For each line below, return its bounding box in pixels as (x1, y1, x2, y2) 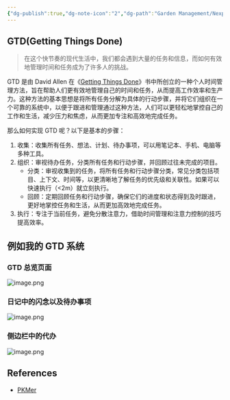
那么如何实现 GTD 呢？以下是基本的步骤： (7, 126, 125, 134)
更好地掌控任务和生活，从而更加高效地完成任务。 (27, 201, 166, 209)
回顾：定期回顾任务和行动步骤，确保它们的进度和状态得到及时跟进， (27, 193, 220, 201)
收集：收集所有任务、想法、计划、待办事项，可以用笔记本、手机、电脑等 (16, 141, 221, 150)
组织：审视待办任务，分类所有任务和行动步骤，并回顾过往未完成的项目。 (16, 158, 221, 167)
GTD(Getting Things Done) (7, 36, 123, 47)
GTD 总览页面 (7, 262, 52, 272)
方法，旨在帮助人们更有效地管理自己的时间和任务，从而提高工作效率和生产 (12, 86, 223, 95)
